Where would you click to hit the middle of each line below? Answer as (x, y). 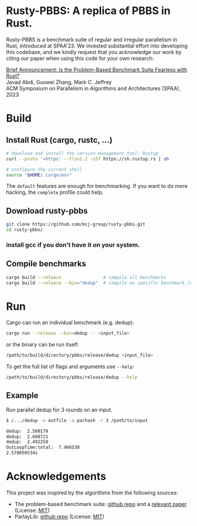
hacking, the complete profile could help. (55, 193)
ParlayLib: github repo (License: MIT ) (59, 517)
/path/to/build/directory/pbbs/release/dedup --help (72, 377)
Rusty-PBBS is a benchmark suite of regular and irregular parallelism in (92, 39)
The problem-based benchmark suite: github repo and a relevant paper (101, 504)
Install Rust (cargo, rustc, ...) (59, 140)
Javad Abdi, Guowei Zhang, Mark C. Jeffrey (59, 82)
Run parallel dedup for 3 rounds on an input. (60, 410)
